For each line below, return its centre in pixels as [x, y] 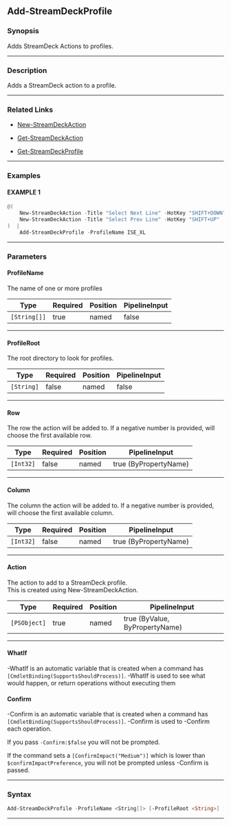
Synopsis [23, 31]
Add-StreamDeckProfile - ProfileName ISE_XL [83, 232]
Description [27, 70]
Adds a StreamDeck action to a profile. [62, 85]
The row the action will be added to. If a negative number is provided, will [111, 428]
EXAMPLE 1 [24, 192]
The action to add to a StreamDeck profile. [67, 583]
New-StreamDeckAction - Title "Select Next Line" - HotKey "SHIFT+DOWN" [123, 213]
